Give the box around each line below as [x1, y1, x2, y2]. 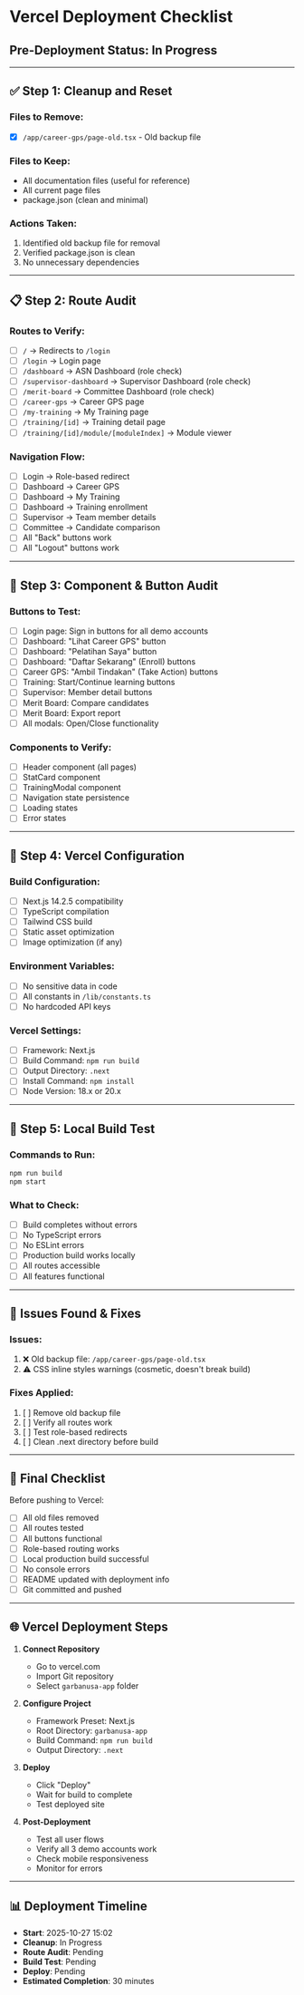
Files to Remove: [9, 111, 84, 123]
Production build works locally [22, 1250, 136, 1261]
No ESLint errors [22, 1240, 84, 1251]
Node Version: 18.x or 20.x [22, 1086, 122, 1097]
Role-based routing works [22, 1543, 120, 1554]
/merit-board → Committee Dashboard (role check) [22, 386, 215, 397]
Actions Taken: [9, 217, 77, 229]
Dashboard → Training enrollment [22, 501, 148, 513]
